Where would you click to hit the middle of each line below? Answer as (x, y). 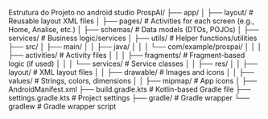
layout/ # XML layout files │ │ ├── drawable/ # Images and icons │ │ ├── (132, 72)
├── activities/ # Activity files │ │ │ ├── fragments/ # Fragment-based (127, 55)
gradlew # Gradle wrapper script (62, 106)
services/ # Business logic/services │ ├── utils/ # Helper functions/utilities (133, 38)
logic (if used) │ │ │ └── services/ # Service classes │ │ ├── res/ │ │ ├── (133, 64)
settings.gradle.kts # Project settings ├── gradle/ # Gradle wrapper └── (129, 98)
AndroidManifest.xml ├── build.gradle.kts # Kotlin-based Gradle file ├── (130, 89)
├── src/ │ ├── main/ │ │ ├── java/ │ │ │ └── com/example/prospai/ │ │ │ (135, 47)
